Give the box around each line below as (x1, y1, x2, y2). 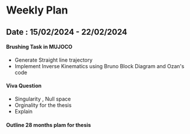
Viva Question (6, 82, 42, 89)
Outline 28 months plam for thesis (6, 121, 91, 128)
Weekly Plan (6, 4, 69, 17)
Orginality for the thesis (14, 101, 72, 109)
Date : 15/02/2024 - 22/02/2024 (6, 27, 128, 37)
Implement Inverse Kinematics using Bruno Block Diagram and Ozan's (14, 62, 185, 69)
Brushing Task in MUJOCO (6, 43, 72, 51)
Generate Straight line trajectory (14, 56, 93, 63)
